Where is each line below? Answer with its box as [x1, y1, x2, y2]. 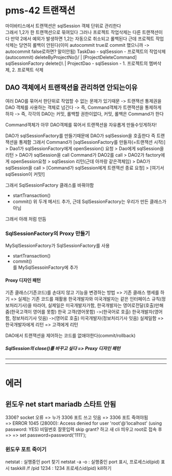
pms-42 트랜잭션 [5, 5, 76, 16]
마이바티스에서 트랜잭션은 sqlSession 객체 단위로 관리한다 [5, 23, 121, 29]
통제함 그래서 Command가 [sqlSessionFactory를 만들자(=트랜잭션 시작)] [18, 139, 166, 145]
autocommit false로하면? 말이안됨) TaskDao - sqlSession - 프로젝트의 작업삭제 [5, 48, 166, 54]
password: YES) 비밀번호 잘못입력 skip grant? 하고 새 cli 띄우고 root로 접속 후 [5, 426, 162, 432]
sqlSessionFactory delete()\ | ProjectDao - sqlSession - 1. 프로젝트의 [5, 60, 148, 66]
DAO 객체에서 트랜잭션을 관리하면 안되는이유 [5, 83, 138, 92]
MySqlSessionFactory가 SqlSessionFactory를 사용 [5, 243, 110, 249]
